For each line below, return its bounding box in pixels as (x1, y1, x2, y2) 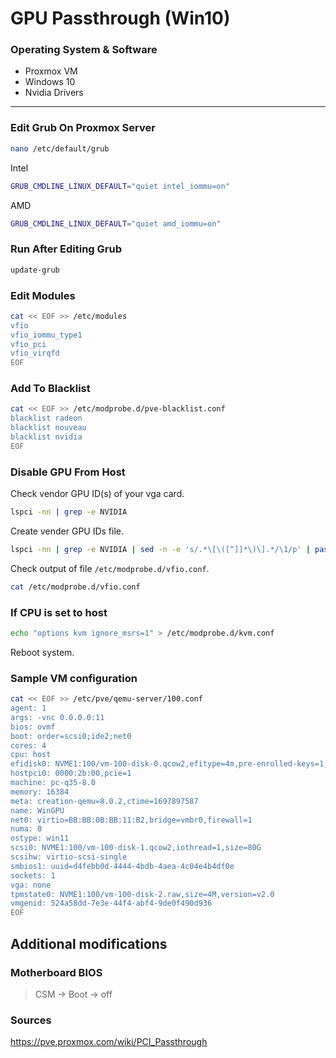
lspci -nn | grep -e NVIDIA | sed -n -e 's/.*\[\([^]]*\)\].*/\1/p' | (10, 544, 311, 554)
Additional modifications (10, 935, 168, 952)
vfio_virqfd (10, 348, 60, 359)
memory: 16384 (10, 787, 70, 797)
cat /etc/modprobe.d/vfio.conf (10, 582, 141, 592)
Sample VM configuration (10, 671, 138, 685)
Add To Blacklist (10, 382, 91, 396)
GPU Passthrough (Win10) (10, 7, 231, 30)
